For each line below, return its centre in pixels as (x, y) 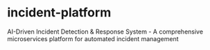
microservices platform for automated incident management (93, 38)
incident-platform (59, 13)
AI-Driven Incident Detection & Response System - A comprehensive (105, 32)
